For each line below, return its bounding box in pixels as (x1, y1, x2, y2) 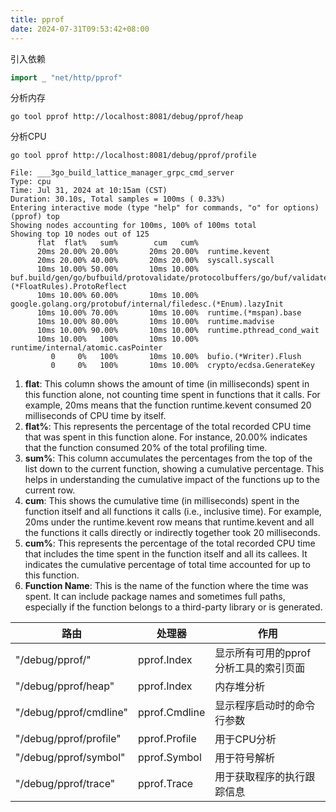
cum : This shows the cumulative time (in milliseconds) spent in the (24, 495, 300, 507)
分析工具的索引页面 (214, 661, 306, 675)
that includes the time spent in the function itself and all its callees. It (24, 548, 308, 560)
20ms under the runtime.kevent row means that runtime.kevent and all (24, 516, 315, 528)
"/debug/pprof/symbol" (15, 751, 126, 765)
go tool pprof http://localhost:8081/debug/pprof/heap (10, 112, 244, 122)
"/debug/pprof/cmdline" (15, 706, 129, 720)
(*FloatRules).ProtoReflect (10, 282, 128, 292)
